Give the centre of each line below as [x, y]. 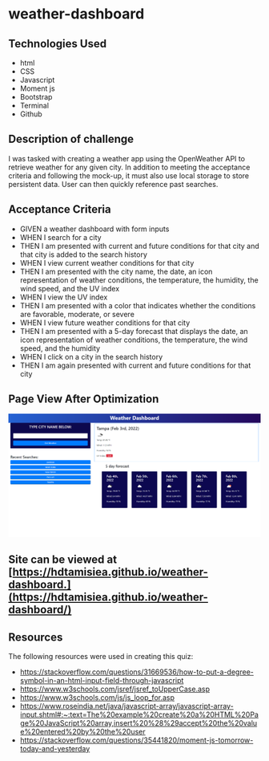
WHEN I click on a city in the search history [91, 356]
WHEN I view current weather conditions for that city [107, 262]
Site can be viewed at [63, 560]
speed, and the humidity [60, 348]
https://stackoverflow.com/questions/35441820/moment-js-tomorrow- [137, 740]
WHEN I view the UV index [64, 297]
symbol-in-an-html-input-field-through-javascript [102, 681]
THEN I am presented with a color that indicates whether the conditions [138, 305]
